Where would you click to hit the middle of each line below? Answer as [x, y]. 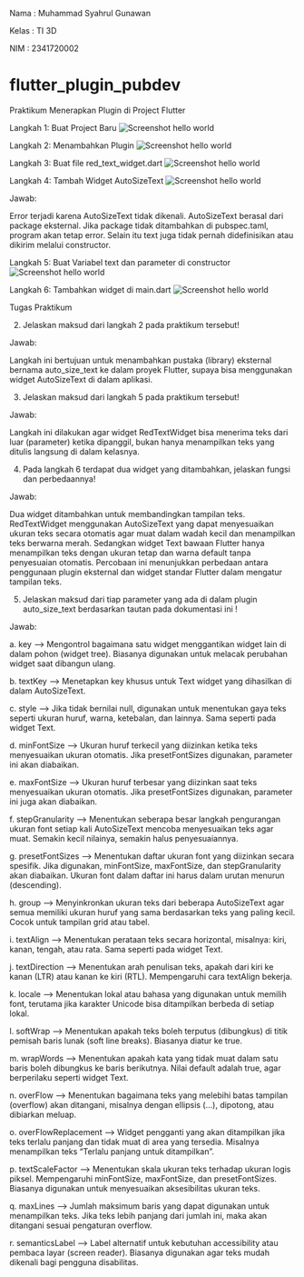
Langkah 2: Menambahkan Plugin [72, 145]
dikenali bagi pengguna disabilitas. [74, 1262]
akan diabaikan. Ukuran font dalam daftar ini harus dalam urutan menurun [147, 875]
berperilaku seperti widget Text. [69, 1077]
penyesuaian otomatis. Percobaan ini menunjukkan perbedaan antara [139, 562]
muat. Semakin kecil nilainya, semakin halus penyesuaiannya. [124, 838]
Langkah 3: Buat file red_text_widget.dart [86, 163]
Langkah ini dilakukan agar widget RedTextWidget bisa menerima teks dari [149, 432]
